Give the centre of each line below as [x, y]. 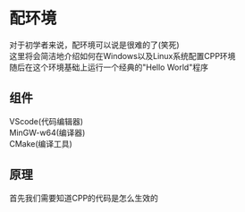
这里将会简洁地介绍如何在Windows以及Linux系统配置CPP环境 [122, 55]
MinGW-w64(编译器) [47, 132]
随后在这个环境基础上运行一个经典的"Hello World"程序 [109, 67]
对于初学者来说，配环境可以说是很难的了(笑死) [95, 45]
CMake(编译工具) [41, 143]
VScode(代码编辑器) [46, 121]
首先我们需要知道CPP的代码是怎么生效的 [84, 198]
